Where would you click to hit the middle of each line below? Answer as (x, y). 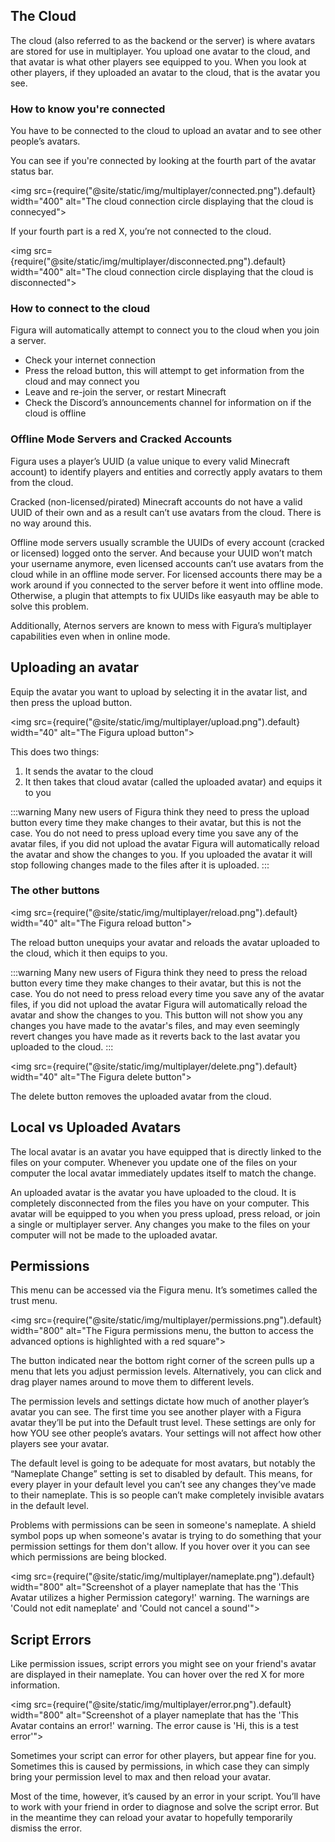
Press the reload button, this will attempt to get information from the (164, 371)
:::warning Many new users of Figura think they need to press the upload (160, 811)
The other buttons (55, 891)
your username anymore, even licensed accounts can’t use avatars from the (167, 563)
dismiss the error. (46, 1828)
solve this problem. (49, 606)
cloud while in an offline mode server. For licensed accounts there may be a (166, 574)
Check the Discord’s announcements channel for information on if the (168, 403)
